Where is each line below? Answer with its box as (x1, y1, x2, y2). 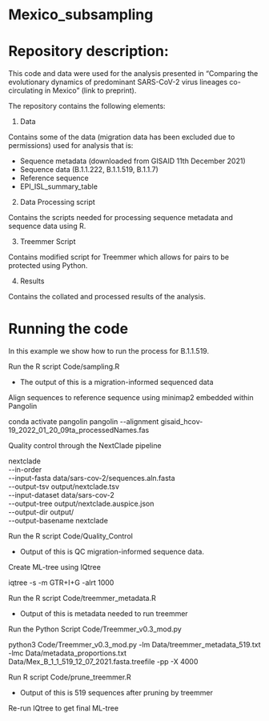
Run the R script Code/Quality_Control (8, 531, 134, 541)
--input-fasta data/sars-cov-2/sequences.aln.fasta (8, 474, 175, 483)
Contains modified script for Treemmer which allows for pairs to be (8, 252, 230, 262)
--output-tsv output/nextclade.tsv (8, 482, 120, 491)
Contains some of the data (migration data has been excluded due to (8, 132, 235, 142)
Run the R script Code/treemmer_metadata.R (8, 594, 156, 603)
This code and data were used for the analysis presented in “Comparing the (8, 69, 259, 78)
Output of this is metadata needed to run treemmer (19, 609, 188, 619)
